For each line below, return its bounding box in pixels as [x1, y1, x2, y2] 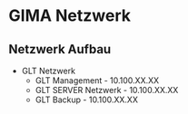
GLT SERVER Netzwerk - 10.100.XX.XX [35, 85, 179, 95]
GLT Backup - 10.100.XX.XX [35, 94, 138, 105]
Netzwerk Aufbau [8, 42, 112, 57]
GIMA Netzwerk [8, 5, 131, 26]
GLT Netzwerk [21, 65, 76, 76]
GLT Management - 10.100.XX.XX [35, 75, 160, 86]
